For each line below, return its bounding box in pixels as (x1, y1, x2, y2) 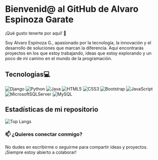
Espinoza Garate (5, 14, 74, 25)
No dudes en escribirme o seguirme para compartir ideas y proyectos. (5, 144, 148, 150)
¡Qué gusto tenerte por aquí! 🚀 (5, 30, 66, 36)
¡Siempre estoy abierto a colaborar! (5, 149, 77, 155)
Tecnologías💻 (5, 70, 51, 79)
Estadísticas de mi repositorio (5, 105, 98, 114)
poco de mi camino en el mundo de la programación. (5, 55, 112, 61)
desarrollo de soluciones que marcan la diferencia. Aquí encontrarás (5, 45, 144, 51)
